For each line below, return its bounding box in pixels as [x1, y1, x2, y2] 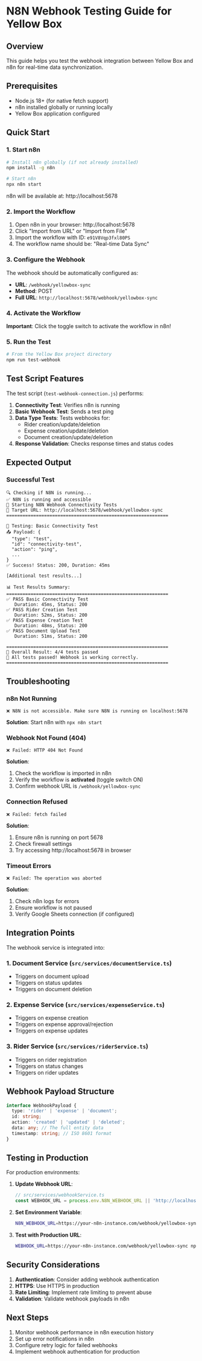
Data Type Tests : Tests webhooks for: [14, 414, 110, 421]
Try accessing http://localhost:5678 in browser [14, 846, 131, 854]
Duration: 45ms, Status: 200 [14, 602, 87, 608]
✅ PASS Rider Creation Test [6, 607, 78, 613]
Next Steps [6, 1313, 49, 1323]
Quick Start [6, 127, 50, 138]
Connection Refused [6, 797, 68, 806]
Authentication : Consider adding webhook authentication [14, 1276, 159, 1283]
